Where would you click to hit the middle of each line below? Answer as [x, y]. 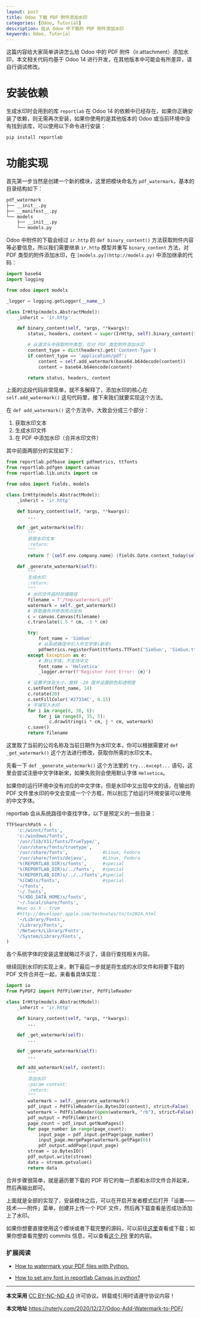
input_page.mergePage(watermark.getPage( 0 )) [95, 1140]
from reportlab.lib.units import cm [52, 473]
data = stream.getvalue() [60, 1162]
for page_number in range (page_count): [77, 1129]
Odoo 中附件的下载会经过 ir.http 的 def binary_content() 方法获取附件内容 [100, 240]
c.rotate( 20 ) [44, 694]
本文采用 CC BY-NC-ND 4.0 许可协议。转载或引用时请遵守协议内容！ [91, 1295]
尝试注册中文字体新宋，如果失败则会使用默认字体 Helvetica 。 [92, 773]
